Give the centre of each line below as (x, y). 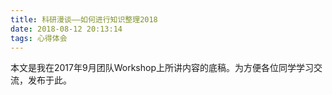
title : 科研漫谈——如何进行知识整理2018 (84, 19)
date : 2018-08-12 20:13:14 (66, 29)
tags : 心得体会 (39, 38)
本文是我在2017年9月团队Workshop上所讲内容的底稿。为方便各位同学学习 (162, 68)
